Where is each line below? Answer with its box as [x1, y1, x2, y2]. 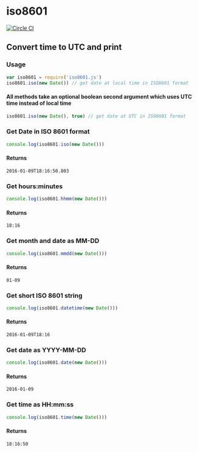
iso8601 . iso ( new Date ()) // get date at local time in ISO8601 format [6, 80, 189, 86]
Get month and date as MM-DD [6, 236, 100, 245]
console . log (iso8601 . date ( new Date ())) [6, 359, 108, 366]
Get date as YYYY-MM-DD [6, 345, 86, 354]
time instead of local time [6, 99, 72, 107]
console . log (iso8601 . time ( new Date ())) [6, 414, 108, 420]
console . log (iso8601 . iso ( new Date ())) [6, 141, 104, 147]
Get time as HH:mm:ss [6, 400, 74, 409]
